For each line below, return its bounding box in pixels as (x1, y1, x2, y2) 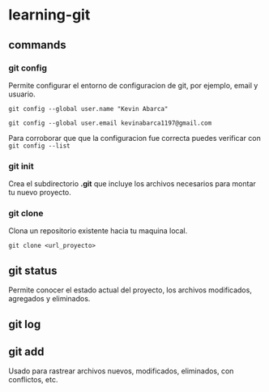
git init (8, 160, 34, 172)
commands (8, 38, 66, 52)
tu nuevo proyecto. (8, 188, 71, 198)
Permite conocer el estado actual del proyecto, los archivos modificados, (8, 285, 253, 295)
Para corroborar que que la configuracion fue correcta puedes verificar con (8, 133, 261, 143)
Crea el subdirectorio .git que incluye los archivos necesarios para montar (8, 179, 257, 189)
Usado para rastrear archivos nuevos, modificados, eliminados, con (8, 366, 234, 376)
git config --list (8, 142, 70, 150)
